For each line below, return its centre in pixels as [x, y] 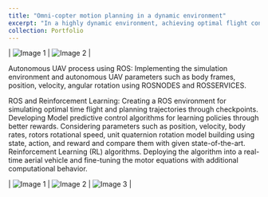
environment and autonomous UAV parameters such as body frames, [122, 77]
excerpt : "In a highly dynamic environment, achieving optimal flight [128, 23]
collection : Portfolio [46, 30]
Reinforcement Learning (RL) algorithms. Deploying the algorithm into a [125, 152]
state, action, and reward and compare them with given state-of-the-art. [127, 144]
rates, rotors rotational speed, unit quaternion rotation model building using [132, 135]
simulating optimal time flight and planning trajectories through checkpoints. [133, 109]
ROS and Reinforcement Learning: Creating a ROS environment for [118, 101]
